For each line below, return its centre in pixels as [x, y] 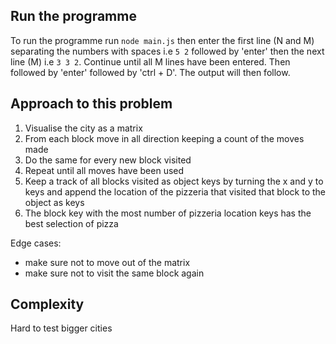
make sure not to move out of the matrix [107, 262]
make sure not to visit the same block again [114, 273]
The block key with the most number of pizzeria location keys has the [168, 213]
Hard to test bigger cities [61, 328]
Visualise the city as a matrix [83, 128]
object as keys [54, 202]
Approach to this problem [91, 104]
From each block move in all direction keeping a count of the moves [164, 138]
